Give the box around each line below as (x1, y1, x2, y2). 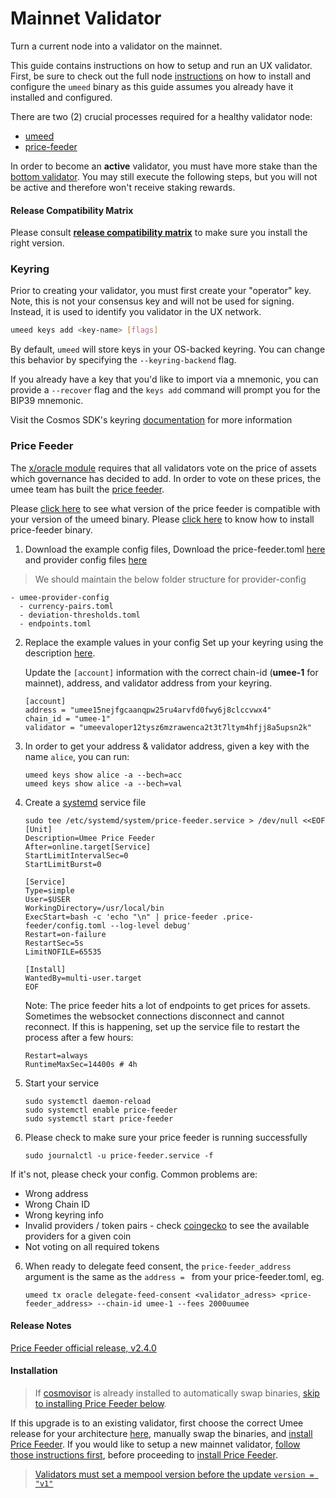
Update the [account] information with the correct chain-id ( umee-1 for (24, 666, 319, 678)
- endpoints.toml (19, 618, 92, 629)
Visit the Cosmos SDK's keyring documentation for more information (10, 414, 293, 426)
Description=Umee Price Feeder (24, 833, 156, 843)
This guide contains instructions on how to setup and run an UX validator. (10, 59, 313, 71)
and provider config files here (24, 553, 148, 566)
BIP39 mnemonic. (10, 395, 84, 407)
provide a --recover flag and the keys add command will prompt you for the (10, 384, 321, 396)
